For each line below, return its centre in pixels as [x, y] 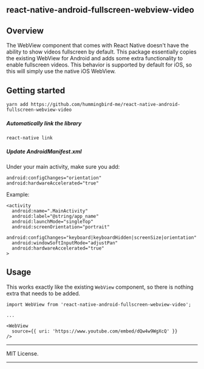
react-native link [29, 138]
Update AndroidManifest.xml [44, 151]
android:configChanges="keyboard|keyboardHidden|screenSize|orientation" [102, 237]
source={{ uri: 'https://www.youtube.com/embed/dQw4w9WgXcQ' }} [95, 331]
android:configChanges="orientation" [54, 178]
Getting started [36, 90]
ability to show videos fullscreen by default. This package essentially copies [101, 52]
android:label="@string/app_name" [55, 216]
